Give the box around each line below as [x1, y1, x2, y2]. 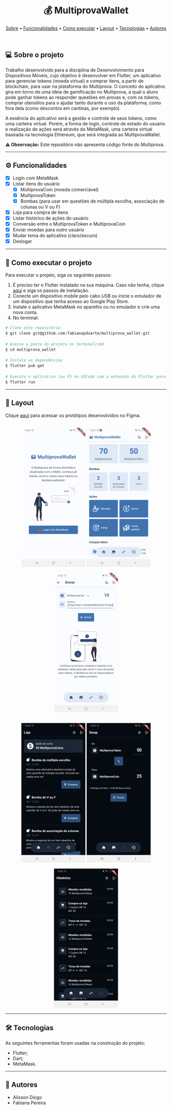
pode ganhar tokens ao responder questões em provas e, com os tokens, [5, 94, 160, 100]
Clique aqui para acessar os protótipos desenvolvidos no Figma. [5, 412, 141, 418]
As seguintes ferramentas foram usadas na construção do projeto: [5, 1040, 145, 1046]
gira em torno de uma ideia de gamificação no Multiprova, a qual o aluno [5, 88, 159, 95]
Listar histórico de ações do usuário [12, 215, 89, 221]
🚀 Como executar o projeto [5, 258, 92, 267]
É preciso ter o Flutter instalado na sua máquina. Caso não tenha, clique [12, 282, 165, 288]
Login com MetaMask [12, 175, 59, 181]
